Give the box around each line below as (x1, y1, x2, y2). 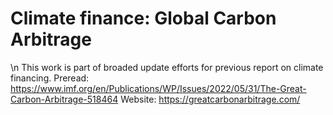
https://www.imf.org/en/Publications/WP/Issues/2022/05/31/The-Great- (10, 82, 307, 94)
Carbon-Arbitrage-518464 (10, 93, 119, 105)
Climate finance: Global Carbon (10, 7, 277, 30)
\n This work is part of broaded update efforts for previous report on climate (10, 61, 324, 73)
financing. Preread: (10, 72, 90, 84)
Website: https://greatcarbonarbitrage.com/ (120, 93, 301, 105)
